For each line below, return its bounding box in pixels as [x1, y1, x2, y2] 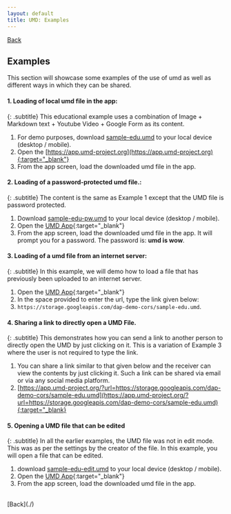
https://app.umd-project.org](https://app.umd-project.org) [47, 148, 214, 156]
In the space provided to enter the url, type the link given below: [17, 295, 199, 304]
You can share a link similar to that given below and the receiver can [17, 362, 212, 370]
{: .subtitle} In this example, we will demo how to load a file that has [7, 267, 199, 275]
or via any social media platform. [17, 377, 110, 385]
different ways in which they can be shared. [7, 81, 132, 90]
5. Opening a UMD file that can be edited [7, 422, 125, 430]
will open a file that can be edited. [7, 451, 103, 459]
